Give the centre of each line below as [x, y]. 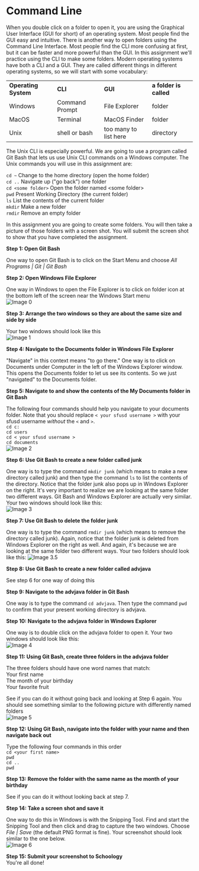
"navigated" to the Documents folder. [52, 379]
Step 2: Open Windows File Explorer [51, 277]
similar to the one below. [36, 838]
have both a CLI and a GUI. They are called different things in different [92, 65]
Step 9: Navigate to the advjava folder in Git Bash [68, 592]
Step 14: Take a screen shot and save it [55, 808]
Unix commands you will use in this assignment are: [69, 164]
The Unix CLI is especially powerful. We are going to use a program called [97, 151]
